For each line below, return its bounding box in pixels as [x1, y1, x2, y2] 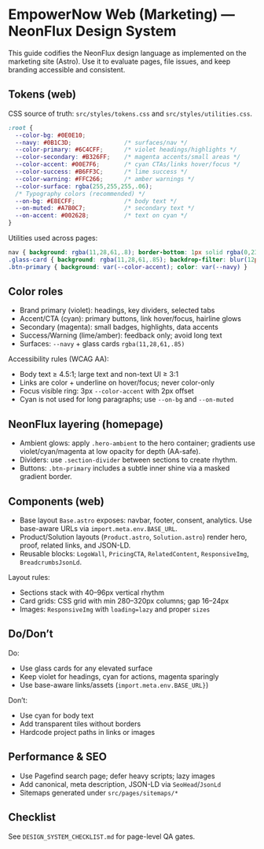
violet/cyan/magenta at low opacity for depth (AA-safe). [19, 447, 201, 456]
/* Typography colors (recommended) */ [15, 190, 146, 197]
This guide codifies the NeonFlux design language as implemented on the [8, 48, 247, 57]
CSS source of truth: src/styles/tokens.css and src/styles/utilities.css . [8, 109, 253, 118]
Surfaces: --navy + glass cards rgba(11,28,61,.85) [19, 339, 185, 349]
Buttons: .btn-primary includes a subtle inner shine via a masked [19, 463, 230, 473]
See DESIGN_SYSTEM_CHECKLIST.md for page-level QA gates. [8, 832, 196, 841]
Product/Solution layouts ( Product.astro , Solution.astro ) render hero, [19, 533, 247, 542]
